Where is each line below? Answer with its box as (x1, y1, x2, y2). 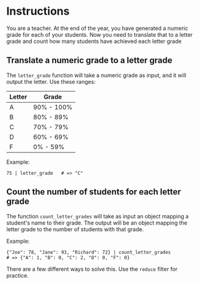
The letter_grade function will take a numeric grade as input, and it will (6, 72, 187, 79)
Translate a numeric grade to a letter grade (6, 55, 173, 65)
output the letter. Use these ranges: (6, 78, 96, 85)
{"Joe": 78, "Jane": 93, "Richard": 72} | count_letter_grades (6, 249, 171, 255)
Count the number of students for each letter (6, 187, 181, 197)
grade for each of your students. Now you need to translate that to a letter (6, 31, 193, 38)
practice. (6, 272, 29, 279)
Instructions (6, 4, 70, 18)
